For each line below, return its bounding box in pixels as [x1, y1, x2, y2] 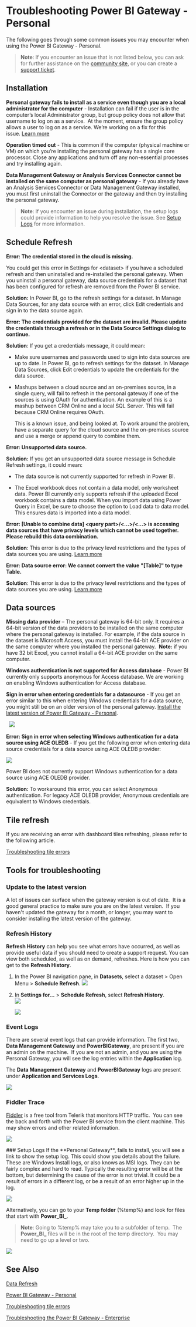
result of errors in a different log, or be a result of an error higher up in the [6, 1177, 184, 1184]
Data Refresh [6, 1280, 38, 1287]
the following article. [6, 837, 56, 844]
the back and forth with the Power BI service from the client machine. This [6, 1117, 185, 1125]
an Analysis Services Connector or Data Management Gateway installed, [6, 184, 180, 191]
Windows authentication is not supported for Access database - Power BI [6, 667, 189, 674]
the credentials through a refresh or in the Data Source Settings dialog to [6, 324, 186, 331]
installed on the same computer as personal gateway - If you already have [6, 177, 189, 184]
